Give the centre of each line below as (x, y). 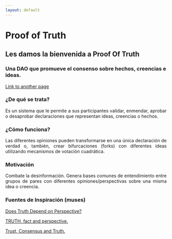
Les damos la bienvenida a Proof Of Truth (72, 54)
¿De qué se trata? (28, 99)
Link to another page (27, 86)
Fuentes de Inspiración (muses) (46, 200)
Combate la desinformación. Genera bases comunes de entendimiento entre (86, 176)
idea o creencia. (22, 187)
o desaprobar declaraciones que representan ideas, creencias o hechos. (82, 116)
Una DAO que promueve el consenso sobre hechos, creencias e (86, 69)
